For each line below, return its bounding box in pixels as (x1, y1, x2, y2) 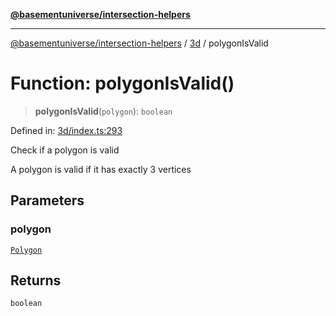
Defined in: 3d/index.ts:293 (10, 124, 123, 136)
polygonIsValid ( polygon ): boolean (34, 105, 173, 117)
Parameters (10, 192, 85, 209)
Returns (10, 272, 62, 289)
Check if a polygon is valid (10, 144, 120, 156)
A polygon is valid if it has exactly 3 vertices (10, 163, 192, 175)
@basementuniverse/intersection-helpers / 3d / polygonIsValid (10, 37, 269, 49)
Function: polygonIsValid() (10, 72, 235, 95)
